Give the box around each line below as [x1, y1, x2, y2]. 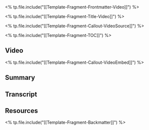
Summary [5, 74, 35, 82]
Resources [5, 107, 38, 115]
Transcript [5, 90, 37, 98]
